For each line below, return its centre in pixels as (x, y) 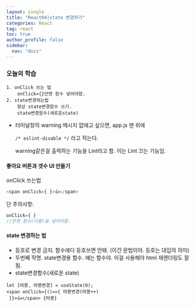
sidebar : (17, 46)
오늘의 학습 (21, 73)
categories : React (29, 23)
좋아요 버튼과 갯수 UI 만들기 (38, 166)
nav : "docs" (27, 51)
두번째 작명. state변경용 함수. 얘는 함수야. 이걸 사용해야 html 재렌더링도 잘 (102, 258)
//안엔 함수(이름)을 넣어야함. (39, 221)
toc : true (19, 34)
